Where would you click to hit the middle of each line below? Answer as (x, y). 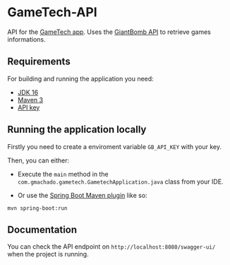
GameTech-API (52, 12)
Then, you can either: (38, 160)
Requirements (39, 62)
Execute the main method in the (63, 174)
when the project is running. (48, 254)
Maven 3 (30, 100)
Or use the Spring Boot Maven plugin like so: (82, 195)
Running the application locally (77, 130)
